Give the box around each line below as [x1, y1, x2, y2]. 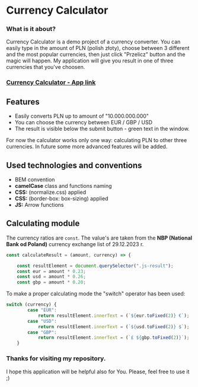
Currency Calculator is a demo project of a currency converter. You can [6, 38, 181, 45]
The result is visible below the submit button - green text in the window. [14, 125, 190, 133]
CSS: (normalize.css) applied [14, 188, 87, 196]
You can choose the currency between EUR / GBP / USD [14, 119, 153, 126]
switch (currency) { [6, 301, 58, 308]
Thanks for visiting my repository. [6, 354, 106, 363]
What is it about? [6, 25, 56, 33]
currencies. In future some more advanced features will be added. [6, 143, 168, 150]
